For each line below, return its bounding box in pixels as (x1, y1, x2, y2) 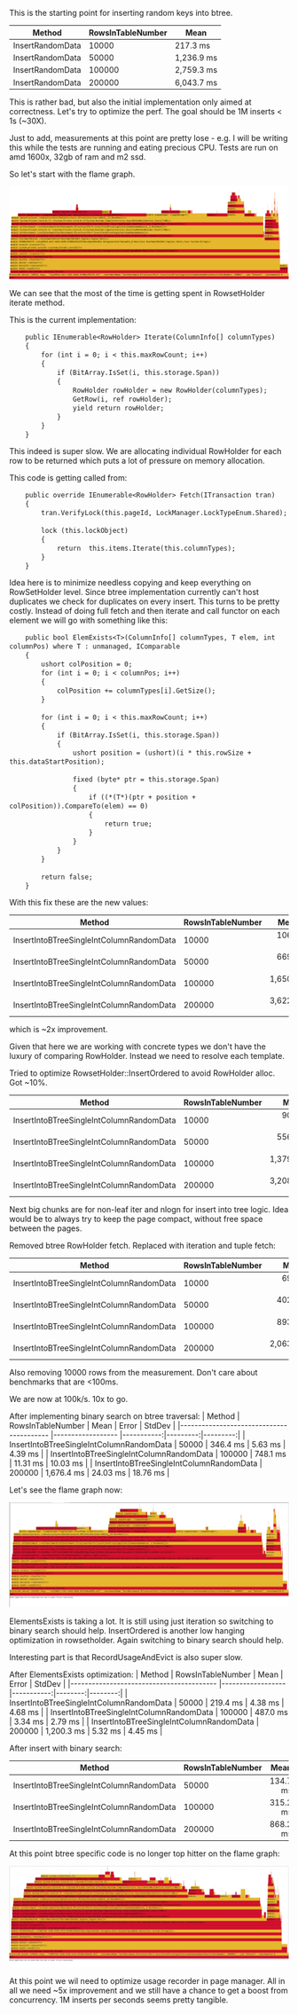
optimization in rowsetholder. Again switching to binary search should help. (9, 1634, 284, 1645)
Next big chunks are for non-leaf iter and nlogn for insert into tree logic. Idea (9, 1204, 289, 1215)
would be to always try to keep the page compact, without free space (9, 1214, 263, 1225)
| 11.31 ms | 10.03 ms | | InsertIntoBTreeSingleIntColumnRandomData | (9, 1458, 263, 1469)
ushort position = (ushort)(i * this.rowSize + (72, 748, 252, 757)
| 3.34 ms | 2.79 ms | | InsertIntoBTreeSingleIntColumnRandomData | (9, 1716, 260, 1727)
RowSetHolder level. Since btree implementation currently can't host (9, 587, 260, 598)
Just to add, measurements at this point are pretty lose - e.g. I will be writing (9, 133, 288, 143)
